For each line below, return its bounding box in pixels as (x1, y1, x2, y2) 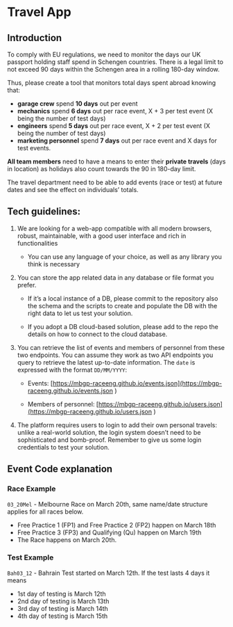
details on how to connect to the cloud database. (27, 330, 168, 338)
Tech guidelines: (7, 206, 81, 218)
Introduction (7, 32, 62, 44)
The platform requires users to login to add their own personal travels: (17, 420, 217, 429)
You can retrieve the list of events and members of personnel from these (17, 343, 225, 351)
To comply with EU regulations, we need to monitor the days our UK (7, 50, 201, 58)
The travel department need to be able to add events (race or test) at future (7, 178, 223, 186)
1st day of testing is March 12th (17, 589, 106, 598)
